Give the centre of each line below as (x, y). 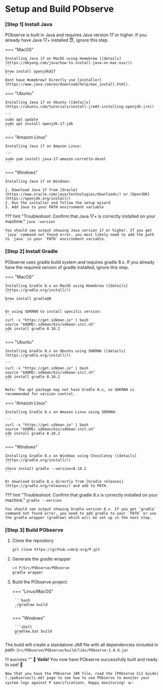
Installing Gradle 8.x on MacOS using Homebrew (55, 286)
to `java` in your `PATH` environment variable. (56, 239)
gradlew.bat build (33, 631)
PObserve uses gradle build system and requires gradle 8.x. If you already (80, 262)
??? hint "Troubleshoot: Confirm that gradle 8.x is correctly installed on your (81, 495)
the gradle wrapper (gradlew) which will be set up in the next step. (79, 517)
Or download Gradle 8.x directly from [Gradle (53, 481)
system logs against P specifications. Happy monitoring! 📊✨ (70, 683)
